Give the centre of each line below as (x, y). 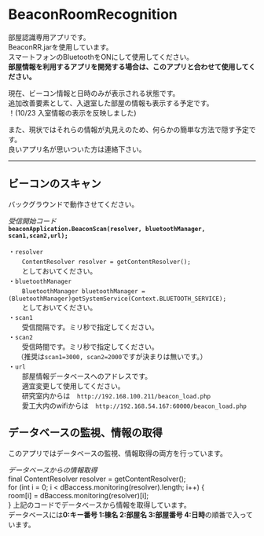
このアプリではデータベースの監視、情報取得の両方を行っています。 (118, 453)
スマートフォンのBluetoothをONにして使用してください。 (101, 57)
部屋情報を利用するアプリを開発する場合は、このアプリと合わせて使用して (128, 66)
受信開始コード (32, 221)
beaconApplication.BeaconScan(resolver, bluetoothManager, (107, 229)
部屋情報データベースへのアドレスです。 (86, 376)
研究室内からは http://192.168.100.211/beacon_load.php (116, 395)
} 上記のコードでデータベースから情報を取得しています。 (99, 505)
